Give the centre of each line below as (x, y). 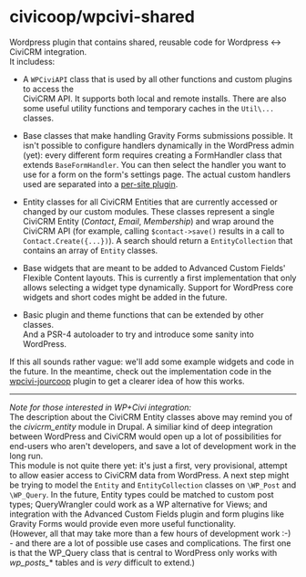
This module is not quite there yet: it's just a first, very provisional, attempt (149, 465)
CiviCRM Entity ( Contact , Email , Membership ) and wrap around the (148, 221)
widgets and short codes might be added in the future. (125, 297)
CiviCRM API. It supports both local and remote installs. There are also (154, 99)
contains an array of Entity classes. (90, 250)
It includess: (32, 61)
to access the (48, 89)
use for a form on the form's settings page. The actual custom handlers (157, 174)
